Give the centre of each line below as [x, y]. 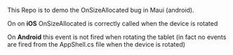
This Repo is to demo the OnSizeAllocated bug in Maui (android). [101, 10]
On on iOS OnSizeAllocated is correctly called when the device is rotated [113, 23]
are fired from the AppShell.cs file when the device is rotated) [96, 44]
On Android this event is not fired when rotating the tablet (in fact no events [117, 37]
